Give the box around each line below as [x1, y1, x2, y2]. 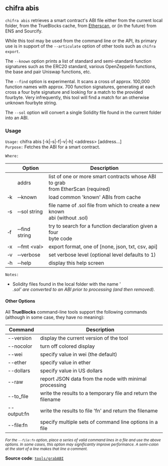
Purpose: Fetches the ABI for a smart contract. [5, 144, 100, 150]
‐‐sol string [17, 208, 43, 215]
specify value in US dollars [39, 367, 103, 374]
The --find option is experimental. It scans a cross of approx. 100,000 [5, 78, 150, 84]
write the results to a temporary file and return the [39, 390, 157, 397]
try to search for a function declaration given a [48, 222, 157, 229]
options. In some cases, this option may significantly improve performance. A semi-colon [5, 442, 159, 447]
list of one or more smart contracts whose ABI [48, 173, 156, 180]
